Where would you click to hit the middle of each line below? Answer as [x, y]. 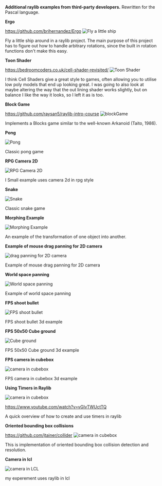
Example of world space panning [38, 293]
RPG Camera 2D [21, 161]
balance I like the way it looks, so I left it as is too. [54, 95]
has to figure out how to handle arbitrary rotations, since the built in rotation [81, 46]
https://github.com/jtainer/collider [39, 435]
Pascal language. [22, 12]
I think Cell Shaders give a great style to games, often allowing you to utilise [81, 79]
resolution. [16, 450]
